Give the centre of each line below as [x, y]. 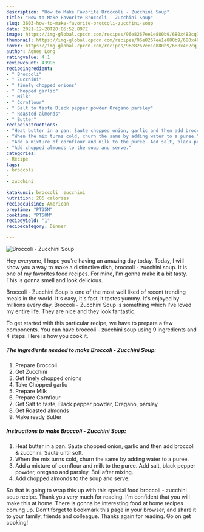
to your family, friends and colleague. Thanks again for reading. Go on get [99, 516]
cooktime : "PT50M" [29, 215]
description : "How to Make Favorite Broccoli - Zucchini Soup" [88, 12]
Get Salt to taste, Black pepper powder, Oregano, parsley [86, 404]
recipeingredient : [29, 68]
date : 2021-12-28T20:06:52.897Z [47, 29]
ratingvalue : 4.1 [28, 57]
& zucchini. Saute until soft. [49, 452]
